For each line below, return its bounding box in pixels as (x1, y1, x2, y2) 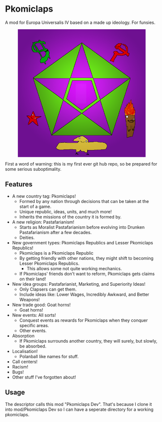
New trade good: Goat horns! (12, 302, 71, 308)
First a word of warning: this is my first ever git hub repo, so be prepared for (5, 161, 157, 166)
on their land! (19, 276, 46, 282)
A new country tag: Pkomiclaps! (12, 193, 76, 199)
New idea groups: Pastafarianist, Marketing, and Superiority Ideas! (12, 281, 146, 287)
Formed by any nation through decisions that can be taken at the (19, 198, 149, 204)
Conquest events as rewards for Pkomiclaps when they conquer (19, 317, 148, 323)
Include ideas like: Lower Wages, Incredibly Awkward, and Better (19, 291, 149, 297)
